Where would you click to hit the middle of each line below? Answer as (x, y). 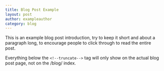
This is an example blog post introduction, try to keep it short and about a (80, 38)
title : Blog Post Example (32, 10)
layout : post (19, 14)
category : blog (21, 24)
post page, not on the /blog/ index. (41, 63)
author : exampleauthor (29, 19)
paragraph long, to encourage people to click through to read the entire (78, 43)
